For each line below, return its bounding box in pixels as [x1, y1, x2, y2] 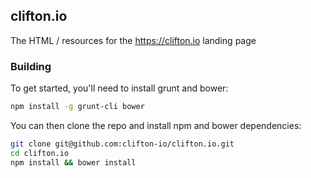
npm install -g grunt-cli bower [10, 102, 145, 112]
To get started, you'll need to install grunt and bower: [10, 82, 229, 94]
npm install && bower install [10, 157, 137, 168]
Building [10, 59, 52, 73]
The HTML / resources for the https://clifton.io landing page [10, 34, 257, 46]
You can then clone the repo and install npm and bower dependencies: [10, 119, 302, 131]
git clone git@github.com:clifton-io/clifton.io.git [10, 139, 235, 149]
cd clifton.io [10, 148, 70, 158]
